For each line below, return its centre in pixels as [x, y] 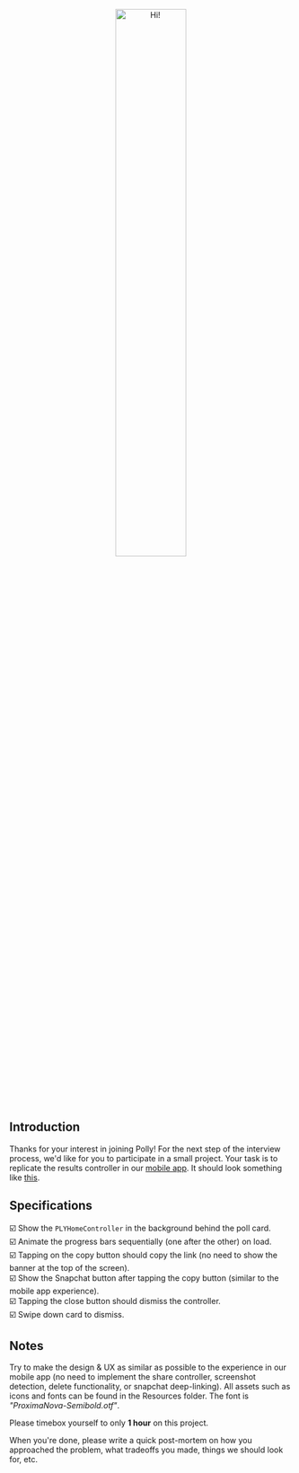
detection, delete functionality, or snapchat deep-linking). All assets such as [150, 1387]
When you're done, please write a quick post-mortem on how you [131, 1441]
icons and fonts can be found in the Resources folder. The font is [129, 1396]
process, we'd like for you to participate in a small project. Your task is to [144, 1158]
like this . [25, 1178]
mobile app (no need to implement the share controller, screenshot [132, 1377]
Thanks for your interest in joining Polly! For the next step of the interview [145, 1149]
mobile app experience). [54, 1291]
